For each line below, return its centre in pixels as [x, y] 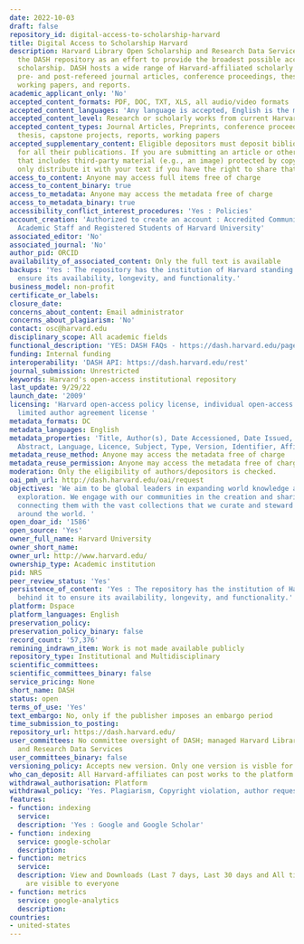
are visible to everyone [72, 883]
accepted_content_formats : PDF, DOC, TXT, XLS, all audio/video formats [149, 102]
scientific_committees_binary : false [81, 674]
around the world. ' [56, 514]
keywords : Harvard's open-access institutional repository [123, 379]
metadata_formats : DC [50, 421]
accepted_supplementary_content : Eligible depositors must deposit [139, 144]
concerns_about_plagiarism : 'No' [72, 321]
